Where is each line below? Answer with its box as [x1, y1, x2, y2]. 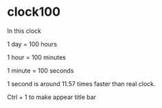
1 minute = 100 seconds [7, 66, 74, 75]
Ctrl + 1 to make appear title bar [7, 93, 97, 101]
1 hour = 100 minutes [7, 53, 67, 62]
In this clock [7, 27, 42, 35]
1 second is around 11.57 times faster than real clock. [7, 79, 156, 87]
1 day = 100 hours [7, 40, 57, 48]
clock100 [7, 4, 60, 20]
